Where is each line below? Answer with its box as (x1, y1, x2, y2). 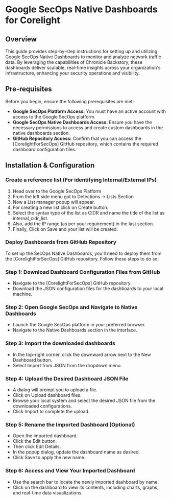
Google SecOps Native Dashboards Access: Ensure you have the (12, 119, 152, 125)
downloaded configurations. (12, 402, 72, 409)
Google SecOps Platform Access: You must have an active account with (12, 108, 166, 114)
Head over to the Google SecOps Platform (12, 188, 102, 194)
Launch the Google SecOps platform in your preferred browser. (12, 322, 146, 328)
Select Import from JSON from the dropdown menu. (12, 362, 122, 368)
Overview (5, 35, 37, 43)
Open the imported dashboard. (12, 433, 78, 439)
